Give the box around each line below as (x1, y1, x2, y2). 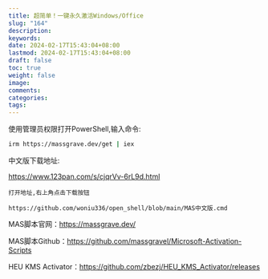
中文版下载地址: (8, 156, 60, 165)
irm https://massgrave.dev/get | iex (8, 140, 135, 148)
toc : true (8, 64, 42, 72)
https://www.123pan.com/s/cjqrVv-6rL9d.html (8, 172, 160, 181)
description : (8, 26, 52, 34)
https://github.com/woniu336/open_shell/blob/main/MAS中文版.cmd (8, 204, 228, 212)
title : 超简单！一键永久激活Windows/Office (8, 11, 144, 20)
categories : (8, 94, 48, 102)
